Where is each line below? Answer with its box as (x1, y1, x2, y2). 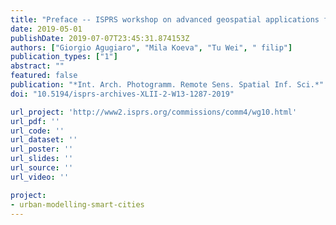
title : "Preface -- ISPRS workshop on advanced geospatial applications (10, 14, 320, 25)
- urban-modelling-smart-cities (10, 199, 145, 210)
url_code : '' (10, 126, 65, 136)
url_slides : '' (10, 154, 74, 164)
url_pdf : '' (10, 116, 60, 126)
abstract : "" (10, 61, 65, 71)
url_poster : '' (10, 144, 74, 155)
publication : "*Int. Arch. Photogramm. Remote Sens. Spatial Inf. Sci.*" (10, 80, 325, 90)
